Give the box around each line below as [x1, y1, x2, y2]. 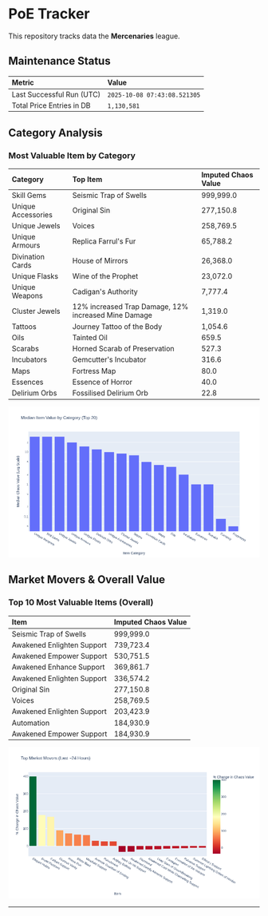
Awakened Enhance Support [11, 662, 105, 672]
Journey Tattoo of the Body [72, 321, 163, 331]
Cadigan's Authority [72, 287, 138, 296]
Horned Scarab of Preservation [72, 344, 175, 354]
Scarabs [11, 344, 40, 354]
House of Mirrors [72, 256, 128, 266]
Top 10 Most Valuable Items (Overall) [8, 597, 154, 608]
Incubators [11, 355, 48, 364]
